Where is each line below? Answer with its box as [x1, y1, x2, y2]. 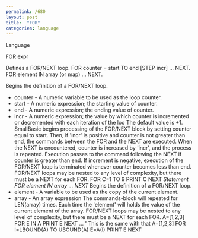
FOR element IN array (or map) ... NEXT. [5, 71, 103, 78]
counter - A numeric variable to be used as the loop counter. [14, 94, 162, 101]
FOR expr [5, 53, 29, 60]
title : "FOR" [5, 20, 41, 26]
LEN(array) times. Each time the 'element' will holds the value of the [14, 201, 180, 208]
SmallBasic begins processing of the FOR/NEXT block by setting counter [14, 125, 192, 132]
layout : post [5, 14, 38, 20]
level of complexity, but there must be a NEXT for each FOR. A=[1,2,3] [14, 214, 185, 221]
